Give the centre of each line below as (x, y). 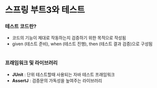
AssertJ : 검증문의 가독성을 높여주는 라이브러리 (57, 80)
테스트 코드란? (21, 26)
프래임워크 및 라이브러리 (31, 63)
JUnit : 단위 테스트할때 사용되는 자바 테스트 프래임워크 (63, 74)
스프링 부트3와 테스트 (45, 10)
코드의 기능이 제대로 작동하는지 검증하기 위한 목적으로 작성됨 (69, 38)
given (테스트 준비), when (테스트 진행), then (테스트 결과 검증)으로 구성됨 (82, 44)
